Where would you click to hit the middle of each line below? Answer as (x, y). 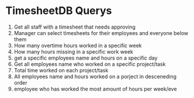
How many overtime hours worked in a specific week (78, 45)
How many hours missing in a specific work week (74, 51)
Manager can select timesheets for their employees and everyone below (101, 33)
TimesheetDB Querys (59, 11)
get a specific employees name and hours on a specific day (86, 58)
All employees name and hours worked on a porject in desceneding (95, 76)
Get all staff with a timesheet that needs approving (75, 27)
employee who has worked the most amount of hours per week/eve (95, 89)
